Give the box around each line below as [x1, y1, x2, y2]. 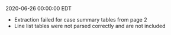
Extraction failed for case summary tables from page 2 [14, 16, 147, 23]
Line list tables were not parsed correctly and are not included [14, 23, 166, 29]
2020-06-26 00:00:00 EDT [5, 5, 72, 12]
